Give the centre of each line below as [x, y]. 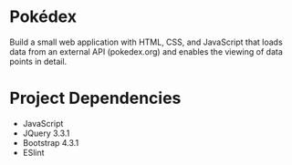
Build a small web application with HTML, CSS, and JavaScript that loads [146, 42]
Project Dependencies [95, 98]
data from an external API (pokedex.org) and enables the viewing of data [146, 51]
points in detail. [38, 61]
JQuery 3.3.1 [46, 133]
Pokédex [43, 17]
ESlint [33, 152]
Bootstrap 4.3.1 [51, 142]
